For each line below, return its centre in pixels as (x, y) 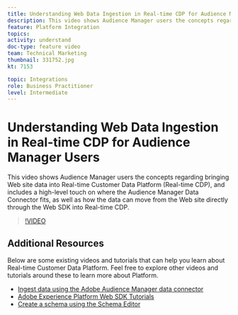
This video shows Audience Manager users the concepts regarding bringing (118, 177)
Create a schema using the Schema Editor (79, 304)
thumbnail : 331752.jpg (41, 60)
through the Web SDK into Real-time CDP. (68, 207)
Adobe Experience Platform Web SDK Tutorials (86, 297)
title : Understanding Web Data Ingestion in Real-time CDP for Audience (117, 14)
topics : (19, 34)
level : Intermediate (38, 93)
